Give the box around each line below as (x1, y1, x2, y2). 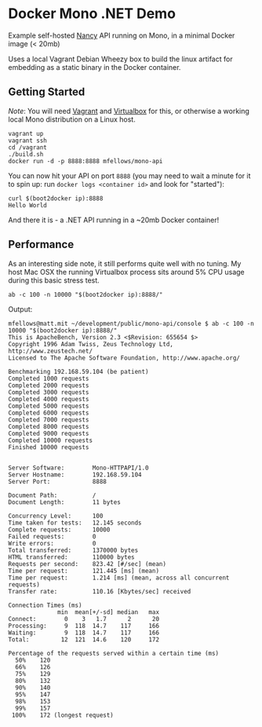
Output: (8, 304, 33, 314)
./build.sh (8, 150, 44, 158)
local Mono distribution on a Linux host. (8, 115, 136, 124)
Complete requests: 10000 (8, 525, 111, 534)
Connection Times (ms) (8, 601, 82, 609)
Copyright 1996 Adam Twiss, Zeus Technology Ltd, (8, 340, 174, 348)
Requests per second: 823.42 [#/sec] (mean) (8, 560, 167, 568)
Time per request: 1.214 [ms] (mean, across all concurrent (8, 574, 230, 582)
